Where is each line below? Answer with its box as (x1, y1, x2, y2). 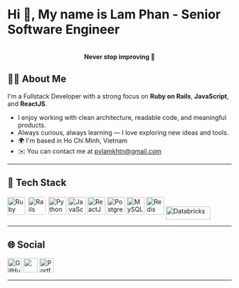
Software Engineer (7, 21, 120, 38)
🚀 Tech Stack (7, 177, 67, 189)
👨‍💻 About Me (7, 73, 67, 85)
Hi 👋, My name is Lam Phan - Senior (7, 6, 221, 23)
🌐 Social (7, 239, 46, 251)
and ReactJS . (7, 99, 48, 108)
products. (17, 121, 46, 129)
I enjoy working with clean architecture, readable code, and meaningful (17, 113, 227, 121)
